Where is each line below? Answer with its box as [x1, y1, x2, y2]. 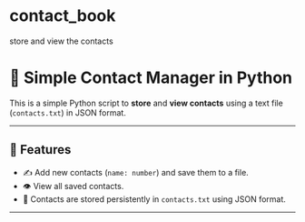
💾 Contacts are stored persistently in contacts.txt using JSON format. [22, 193, 286, 205]
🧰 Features [9, 142, 72, 157]
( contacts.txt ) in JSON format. [9, 106, 127, 118]
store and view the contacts [9, 35, 113, 46]
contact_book [9, 5, 116, 26]
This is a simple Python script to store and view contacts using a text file [9, 97, 283, 108]
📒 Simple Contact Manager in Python [9, 67, 293, 88]
